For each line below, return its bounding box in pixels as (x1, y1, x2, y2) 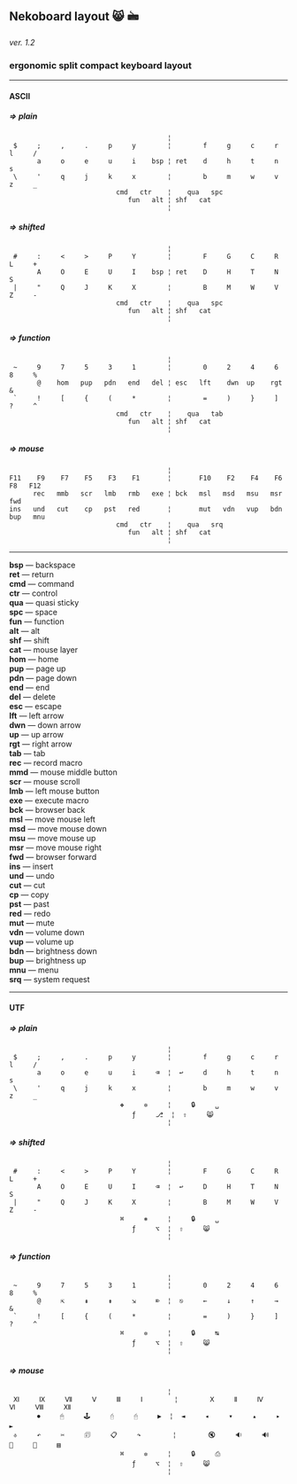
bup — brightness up (9, 955, 87, 965)
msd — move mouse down (9, 823, 108, 833)
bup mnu (9, 512, 46, 521)
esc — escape (9, 700, 62, 711)
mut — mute (9, 918, 55, 928)
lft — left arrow (9, 710, 65, 721)
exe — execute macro (9, 794, 89, 806)
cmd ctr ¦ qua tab (116, 409, 224, 418)
